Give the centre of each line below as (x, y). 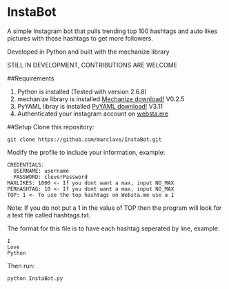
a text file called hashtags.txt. (49, 215)
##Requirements (31, 78)
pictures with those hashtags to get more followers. (80, 38)
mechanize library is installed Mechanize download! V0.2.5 (101, 99)
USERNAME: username (41, 171)
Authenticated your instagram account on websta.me (93, 114)
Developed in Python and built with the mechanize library (89, 52)
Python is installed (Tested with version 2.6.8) (82, 92)
